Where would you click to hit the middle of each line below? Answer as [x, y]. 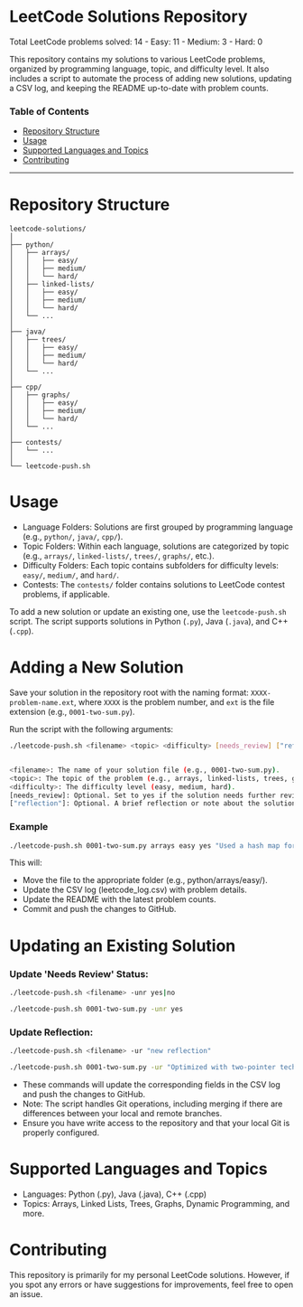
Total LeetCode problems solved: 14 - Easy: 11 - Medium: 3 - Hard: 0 [136, 42]
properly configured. [61, 1133]
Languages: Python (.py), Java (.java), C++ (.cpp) [115, 1194]
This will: [26, 863]
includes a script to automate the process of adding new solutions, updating [151, 78]
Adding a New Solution [96, 668]
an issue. [26, 1293]
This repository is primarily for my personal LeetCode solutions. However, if [150, 1274]
